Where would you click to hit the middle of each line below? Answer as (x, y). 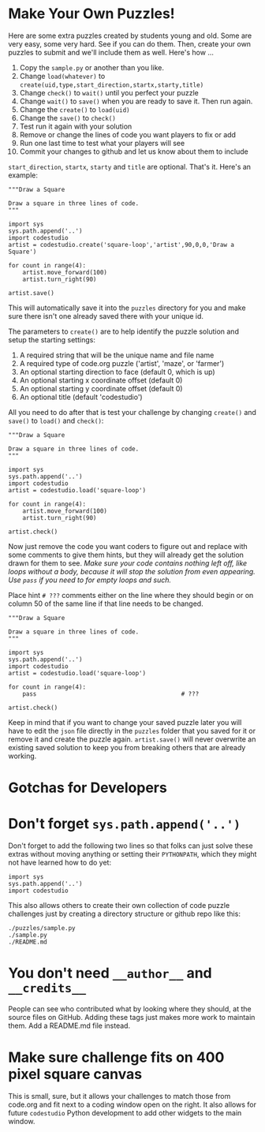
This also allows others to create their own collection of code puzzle (119, 906)
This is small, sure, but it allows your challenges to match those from (119, 1096)
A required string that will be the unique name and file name (117, 355)
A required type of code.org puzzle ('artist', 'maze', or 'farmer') (122, 363)
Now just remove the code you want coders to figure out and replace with (128, 546)
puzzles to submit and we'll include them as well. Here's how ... (111, 52)
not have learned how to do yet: (60, 863)
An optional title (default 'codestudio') (81, 397)
